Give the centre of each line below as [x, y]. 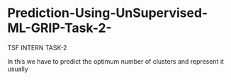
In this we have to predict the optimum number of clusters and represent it [116, 61]
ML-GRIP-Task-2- [60, 28]
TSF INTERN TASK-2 [37, 47]
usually [18, 69]
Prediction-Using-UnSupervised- [108, 13]
